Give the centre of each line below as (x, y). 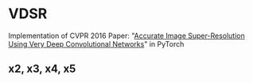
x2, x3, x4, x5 (42, 69)
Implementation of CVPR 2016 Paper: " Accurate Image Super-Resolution (127, 36)
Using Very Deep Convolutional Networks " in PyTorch (96, 43)
